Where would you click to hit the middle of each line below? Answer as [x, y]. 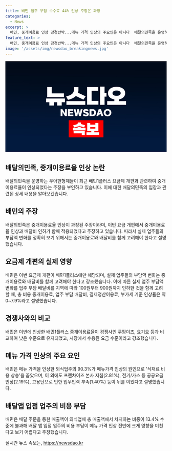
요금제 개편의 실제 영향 [39, 262]
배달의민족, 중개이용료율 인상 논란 [55, 167]
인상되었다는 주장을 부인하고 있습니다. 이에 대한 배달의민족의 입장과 [94, 188]
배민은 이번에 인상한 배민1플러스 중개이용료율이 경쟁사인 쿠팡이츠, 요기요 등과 [82, 332]
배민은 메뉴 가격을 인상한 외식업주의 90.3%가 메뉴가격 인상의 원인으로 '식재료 [83, 369]
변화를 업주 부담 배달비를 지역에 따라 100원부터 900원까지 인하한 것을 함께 [79, 288]
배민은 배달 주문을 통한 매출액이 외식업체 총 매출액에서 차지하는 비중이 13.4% [82, 419]
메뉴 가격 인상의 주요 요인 [43, 355]
